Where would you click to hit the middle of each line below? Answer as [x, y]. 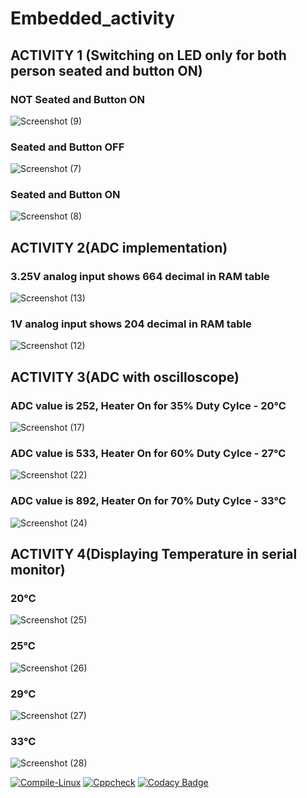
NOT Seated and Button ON [77, 99]
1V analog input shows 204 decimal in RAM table [131, 324]
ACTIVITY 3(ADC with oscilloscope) [125, 377]
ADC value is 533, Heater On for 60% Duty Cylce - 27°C [148, 454]
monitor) [38, 570]
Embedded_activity [93, 18]
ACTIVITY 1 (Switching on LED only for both [148, 55]
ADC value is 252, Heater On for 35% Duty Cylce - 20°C [148, 405]
